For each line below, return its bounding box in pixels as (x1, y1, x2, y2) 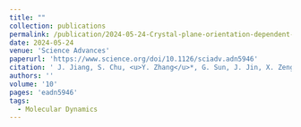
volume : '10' (9, 80, 58, 89)
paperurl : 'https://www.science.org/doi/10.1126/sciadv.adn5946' (9, 55, 258, 63)
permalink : (9, 30, 50, 38)
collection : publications (9, 21, 106, 30)
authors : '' (9, 72, 54, 80)
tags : (9, 96, 30, 106)
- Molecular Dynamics (17, 105, 99, 114)
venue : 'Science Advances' (9, 47, 110, 55)
